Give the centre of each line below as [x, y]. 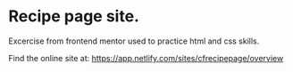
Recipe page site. [74, 16]
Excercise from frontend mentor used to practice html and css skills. [134, 41]
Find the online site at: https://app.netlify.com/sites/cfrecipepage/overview [146, 58]
